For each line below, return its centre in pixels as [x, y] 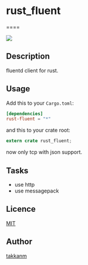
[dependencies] [25, 113]
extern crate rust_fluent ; [39, 141]
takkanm [17, 256]
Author [19, 242]
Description [28, 56]
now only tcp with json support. [44, 152]
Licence [21, 209]
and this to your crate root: [38, 130]
